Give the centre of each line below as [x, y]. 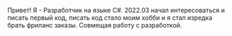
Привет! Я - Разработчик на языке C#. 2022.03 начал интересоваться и [116, 10]
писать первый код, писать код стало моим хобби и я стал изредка [110, 18]
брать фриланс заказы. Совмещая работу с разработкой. [95, 25]
